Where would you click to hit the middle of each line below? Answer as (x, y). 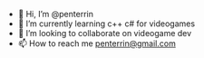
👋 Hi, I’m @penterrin (55, 14)
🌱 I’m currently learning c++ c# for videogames (107, 24)
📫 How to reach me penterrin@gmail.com (97, 43)
